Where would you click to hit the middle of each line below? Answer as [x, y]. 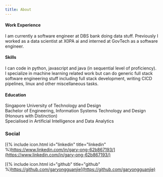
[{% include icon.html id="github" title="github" [53, 164]
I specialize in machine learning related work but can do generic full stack [79, 73]
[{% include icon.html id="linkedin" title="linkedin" [55, 144]
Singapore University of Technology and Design [53, 106]
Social [13, 134]
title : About [18, 9]
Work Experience [23, 25]
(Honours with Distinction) [31, 116]
